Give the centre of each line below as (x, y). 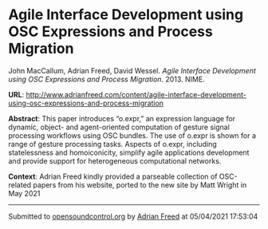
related (20, 184)
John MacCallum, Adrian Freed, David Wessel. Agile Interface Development (132, 70)
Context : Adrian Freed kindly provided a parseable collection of (113, 176)
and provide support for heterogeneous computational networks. (115, 160)
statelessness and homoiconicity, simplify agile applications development (129, 152)
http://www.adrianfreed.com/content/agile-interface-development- (136, 94)
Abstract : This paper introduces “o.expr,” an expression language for (122, 118)
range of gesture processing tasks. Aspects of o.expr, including (112, 144)
